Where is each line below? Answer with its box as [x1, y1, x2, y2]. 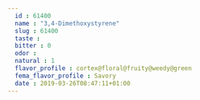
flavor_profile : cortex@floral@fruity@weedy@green [15, 65, 193, 73]
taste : [15, 34, 41, 43]
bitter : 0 [15, 42, 52, 50]
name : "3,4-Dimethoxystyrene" [15, 19, 120, 27]
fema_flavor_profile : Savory [15, 72, 116, 80]
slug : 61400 [15, 27, 59, 35]
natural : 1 [15, 57, 56, 65]
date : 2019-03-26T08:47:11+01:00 [15, 79, 131, 87]
